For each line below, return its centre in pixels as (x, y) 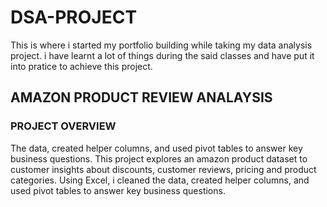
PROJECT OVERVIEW (63, 126)
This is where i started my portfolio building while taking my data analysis (161, 45)
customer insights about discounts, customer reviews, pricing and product (163, 169)
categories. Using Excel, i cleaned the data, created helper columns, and (160, 180)
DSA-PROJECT (74, 17)
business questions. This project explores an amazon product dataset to (159, 158)
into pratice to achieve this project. (81, 66)
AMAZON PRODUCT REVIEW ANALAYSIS (141, 97)
